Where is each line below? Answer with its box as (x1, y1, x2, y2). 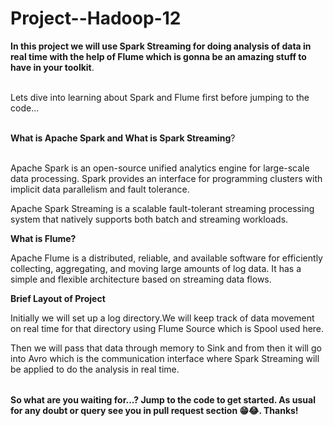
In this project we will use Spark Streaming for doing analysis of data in (10, 40, 312, 52)
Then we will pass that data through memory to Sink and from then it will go (10, 342, 322, 354)
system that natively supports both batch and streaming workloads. (10, 213, 289, 225)
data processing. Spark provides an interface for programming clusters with (10, 172, 323, 184)
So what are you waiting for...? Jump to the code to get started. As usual (10, 393, 316, 406)
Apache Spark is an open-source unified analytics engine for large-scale (10, 162, 310, 174)
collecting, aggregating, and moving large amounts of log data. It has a (10, 262, 302, 274)
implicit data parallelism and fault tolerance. (10, 183, 190, 195)
